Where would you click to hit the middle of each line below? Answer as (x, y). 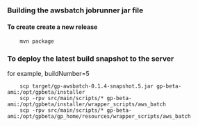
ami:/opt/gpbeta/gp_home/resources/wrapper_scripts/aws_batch (99, 117)
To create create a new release (52, 27)
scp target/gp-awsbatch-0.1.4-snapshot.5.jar (87, 86)
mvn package (37, 41)
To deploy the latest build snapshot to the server (91, 59)
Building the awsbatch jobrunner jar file (75, 10)
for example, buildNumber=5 (48, 74)
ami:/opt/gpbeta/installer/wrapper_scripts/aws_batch (87, 105)
